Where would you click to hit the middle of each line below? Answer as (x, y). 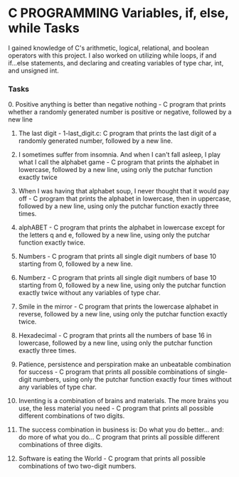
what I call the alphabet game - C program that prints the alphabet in (119, 162)
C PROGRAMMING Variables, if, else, (118, 13)
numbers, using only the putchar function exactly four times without (132, 380)
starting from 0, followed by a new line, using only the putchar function (122, 285)
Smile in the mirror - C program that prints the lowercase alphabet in (118, 306)
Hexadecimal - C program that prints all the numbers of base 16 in (115, 336)
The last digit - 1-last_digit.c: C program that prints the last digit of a (117, 134)
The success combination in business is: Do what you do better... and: (121, 430)
